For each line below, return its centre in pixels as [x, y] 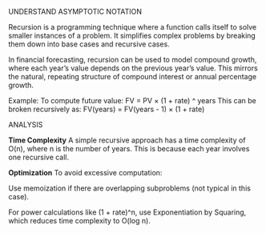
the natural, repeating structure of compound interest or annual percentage [133, 76]
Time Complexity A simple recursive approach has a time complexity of [127, 140]
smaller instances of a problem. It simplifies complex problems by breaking [132, 36]
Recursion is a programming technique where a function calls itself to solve [133, 27]
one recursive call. [39, 157]
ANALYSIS [26, 125]
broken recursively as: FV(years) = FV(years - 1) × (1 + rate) [107, 109]
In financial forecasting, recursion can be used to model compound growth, [133, 60]
